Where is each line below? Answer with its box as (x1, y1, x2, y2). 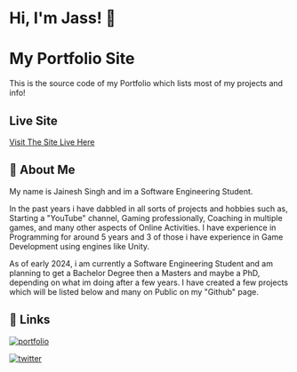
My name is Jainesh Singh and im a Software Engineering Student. (9, 186, 253, 196)
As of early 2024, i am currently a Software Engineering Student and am (9, 257, 274, 269)
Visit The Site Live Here (9, 137, 95, 147)
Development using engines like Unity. (9, 241, 149, 251)
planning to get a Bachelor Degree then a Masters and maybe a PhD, (9, 267, 261, 278)
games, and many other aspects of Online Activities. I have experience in (9, 222, 277, 233)
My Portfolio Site (9, 49, 135, 69)
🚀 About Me (9, 162, 76, 178)
